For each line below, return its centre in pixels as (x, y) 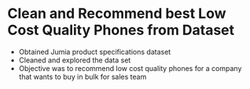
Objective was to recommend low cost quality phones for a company (130, 68)
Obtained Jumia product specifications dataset (95, 52)
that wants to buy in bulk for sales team (83, 77)
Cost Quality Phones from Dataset (121, 30)
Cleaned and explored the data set (75, 60)
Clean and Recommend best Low (117, 14)
